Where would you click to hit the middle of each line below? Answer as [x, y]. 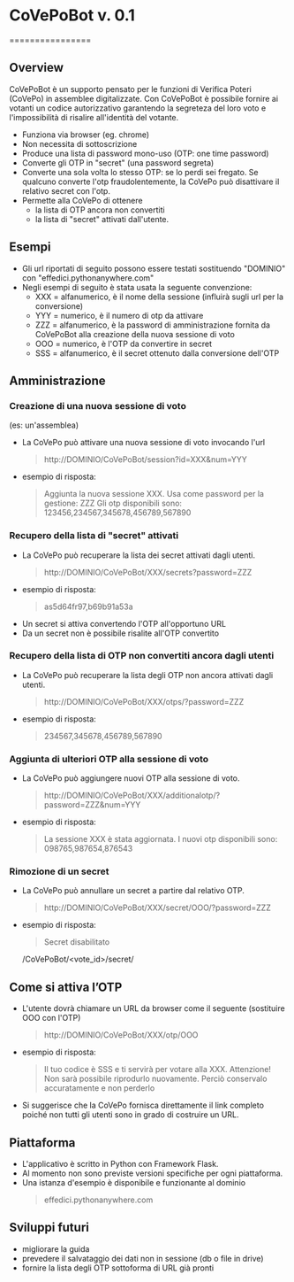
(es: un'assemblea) [44, 425]
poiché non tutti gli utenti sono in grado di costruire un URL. [130, 1115]
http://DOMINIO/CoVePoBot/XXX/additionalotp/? [132, 795]
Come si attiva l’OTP [66, 987]
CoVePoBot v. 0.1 [72, 15]
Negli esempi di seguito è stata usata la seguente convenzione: [137, 287]
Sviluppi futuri [49, 1228]
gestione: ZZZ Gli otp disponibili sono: [113, 503]
